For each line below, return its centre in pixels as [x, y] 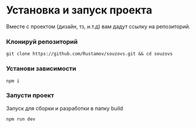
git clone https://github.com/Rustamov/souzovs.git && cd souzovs [89, 54]
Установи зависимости [41, 69]
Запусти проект [30, 96]
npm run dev [21, 119]
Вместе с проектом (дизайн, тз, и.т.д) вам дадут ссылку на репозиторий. [98, 26]
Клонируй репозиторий [42, 42]
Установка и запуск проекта [79, 10]
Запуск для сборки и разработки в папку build [65, 108]
